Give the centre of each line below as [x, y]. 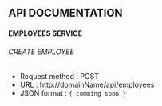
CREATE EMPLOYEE [41, 52]
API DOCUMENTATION [65, 13]
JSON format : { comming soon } [73, 93]
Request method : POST [59, 77]
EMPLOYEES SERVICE [45, 33]
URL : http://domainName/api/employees [87, 85]
